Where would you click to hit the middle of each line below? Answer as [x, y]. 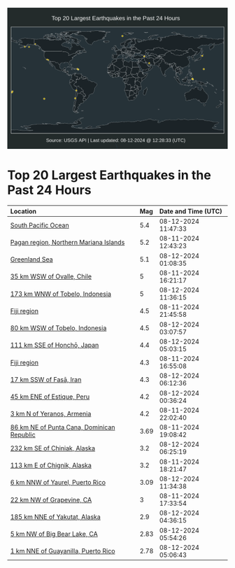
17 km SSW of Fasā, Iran [46, 379]
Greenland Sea [32, 260]
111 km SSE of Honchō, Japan [55, 345]
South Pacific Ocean [40, 225]
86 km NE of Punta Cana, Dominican [63, 427]
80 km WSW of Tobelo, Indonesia [58, 328]
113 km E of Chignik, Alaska [51, 465]
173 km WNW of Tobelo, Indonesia [61, 294]
